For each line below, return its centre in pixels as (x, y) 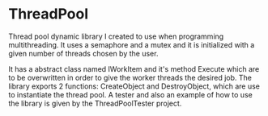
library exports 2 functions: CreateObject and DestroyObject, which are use (134, 86)
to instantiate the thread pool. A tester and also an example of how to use (130, 94)
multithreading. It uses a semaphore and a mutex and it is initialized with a (132, 44)
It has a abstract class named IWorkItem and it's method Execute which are (134, 68)
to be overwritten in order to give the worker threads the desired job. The (130, 77)
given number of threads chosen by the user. (83, 53)
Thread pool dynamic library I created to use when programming (116, 36)
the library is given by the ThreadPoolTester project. (95, 103)
